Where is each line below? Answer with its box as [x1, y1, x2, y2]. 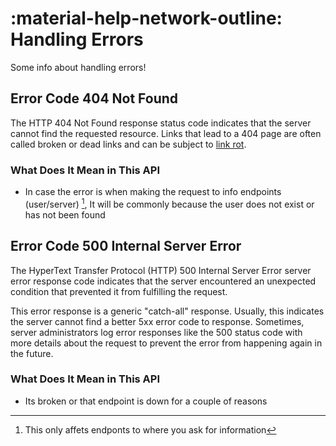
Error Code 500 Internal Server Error [10, 238, 242, 255]
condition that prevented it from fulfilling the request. [10, 285, 228, 297]
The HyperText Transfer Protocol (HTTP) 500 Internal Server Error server [10, 264, 312, 276]
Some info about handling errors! [10, 61, 147, 73]
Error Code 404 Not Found [10, 90, 179, 107]
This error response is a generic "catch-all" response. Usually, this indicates [10, 305, 325, 317]
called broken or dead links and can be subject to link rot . [10, 138, 247, 150]
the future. [10, 347, 54, 359]
